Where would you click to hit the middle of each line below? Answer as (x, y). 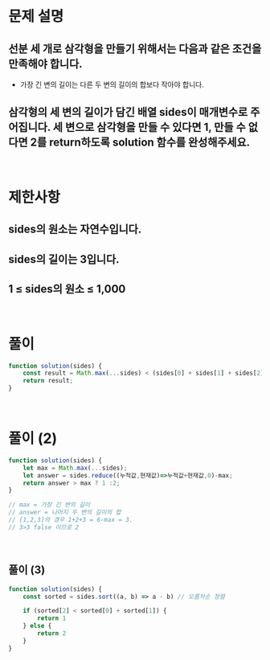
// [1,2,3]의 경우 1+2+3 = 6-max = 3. (71, 520)
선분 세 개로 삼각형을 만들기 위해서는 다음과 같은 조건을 (135, 49)
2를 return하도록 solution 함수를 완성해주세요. (140, 143)
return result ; (48, 381)
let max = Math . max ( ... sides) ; (75, 468)
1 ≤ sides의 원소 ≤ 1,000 (67, 289)
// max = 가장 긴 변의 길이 (49, 505)
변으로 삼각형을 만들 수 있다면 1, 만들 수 (155, 127)
